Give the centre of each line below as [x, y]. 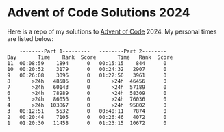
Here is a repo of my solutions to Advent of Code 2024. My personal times [112, 31]
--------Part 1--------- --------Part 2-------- [93, 51]
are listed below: [30, 38]
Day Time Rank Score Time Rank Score [90, 57]
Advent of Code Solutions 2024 [99, 13]
